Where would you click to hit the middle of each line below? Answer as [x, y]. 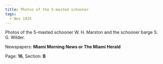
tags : [11, 14]
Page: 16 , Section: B [25, 56]
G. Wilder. [15, 37]
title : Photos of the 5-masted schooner [47, 9]
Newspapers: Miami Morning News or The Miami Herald [63, 47]
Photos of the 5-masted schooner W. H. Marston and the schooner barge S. [81, 32]
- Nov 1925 [21, 18]
